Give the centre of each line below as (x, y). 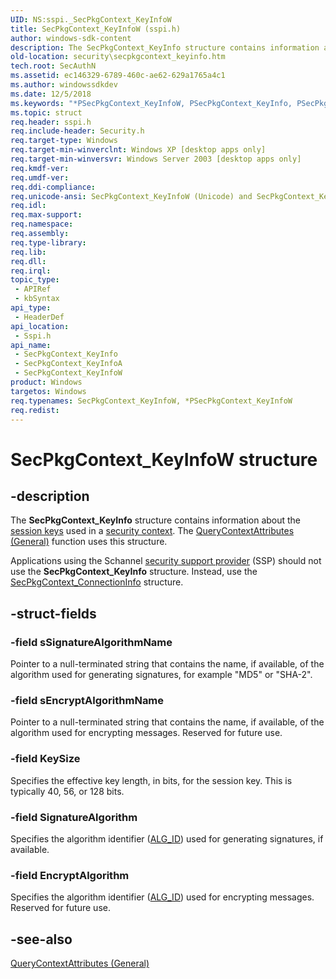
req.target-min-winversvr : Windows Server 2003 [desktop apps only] (156, 159)
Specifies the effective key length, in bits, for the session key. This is (151, 780)
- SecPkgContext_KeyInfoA (68, 364)
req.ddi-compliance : (53, 187)
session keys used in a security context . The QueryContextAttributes (152, 531)
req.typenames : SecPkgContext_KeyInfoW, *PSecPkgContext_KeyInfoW (151, 401)
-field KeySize (45, 759)
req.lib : (28, 252)
